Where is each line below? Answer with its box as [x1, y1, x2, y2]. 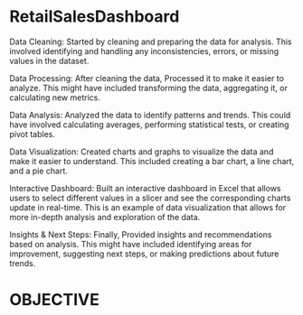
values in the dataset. [9, 55, 90, 66]
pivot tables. [9, 128, 56, 139]
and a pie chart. [9, 165, 68, 176]
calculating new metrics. [9, 92, 101, 103]
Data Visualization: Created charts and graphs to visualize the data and [9, 146, 274, 157]
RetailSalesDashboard [9, 6, 180, 27]
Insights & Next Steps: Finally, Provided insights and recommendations [9, 228, 272, 240]
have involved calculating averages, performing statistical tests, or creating [9, 119, 289, 130]
